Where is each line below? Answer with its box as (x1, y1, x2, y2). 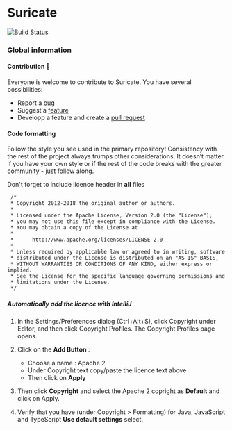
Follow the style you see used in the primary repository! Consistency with (7, 144, 217, 154)
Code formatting (7, 129, 56, 138)
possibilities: (7, 85, 43, 94)
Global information (7, 45, 72, 55)
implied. (7, 267, 33, 274)
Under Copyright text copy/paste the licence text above (27, 366, 187, 374)
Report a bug (17, 99, 55, 107)
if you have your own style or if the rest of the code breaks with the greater (7, 160, 222, 168)
